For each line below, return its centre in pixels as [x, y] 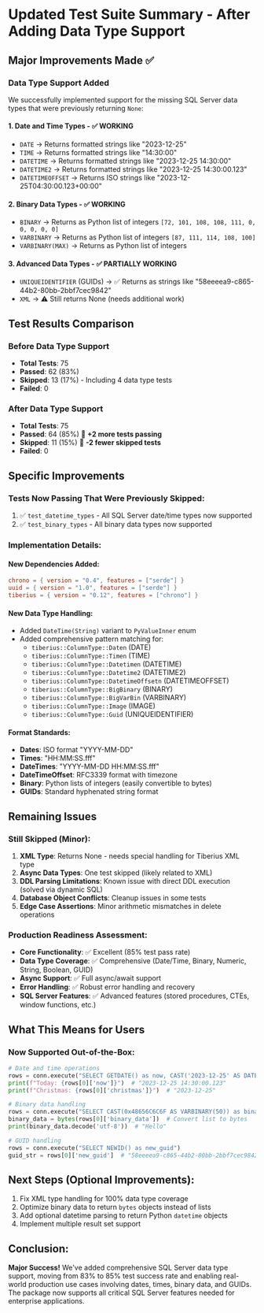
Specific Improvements [66, 475]
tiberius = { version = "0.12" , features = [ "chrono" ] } [103, 595]
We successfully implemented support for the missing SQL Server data [123, 99]
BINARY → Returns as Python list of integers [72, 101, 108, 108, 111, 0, [137, 222]
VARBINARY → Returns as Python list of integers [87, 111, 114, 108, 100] [137, 237]
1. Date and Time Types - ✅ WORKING [71, 126]
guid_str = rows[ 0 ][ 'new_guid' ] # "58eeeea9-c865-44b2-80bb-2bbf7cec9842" [135, 1155]
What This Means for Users [77, 1029]
